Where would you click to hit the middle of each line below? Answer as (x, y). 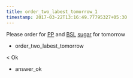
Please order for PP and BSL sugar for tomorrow (66, 34)
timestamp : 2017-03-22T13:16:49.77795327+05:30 (67, 17)
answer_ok (28, 68)
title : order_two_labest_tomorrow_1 (52, 12)
